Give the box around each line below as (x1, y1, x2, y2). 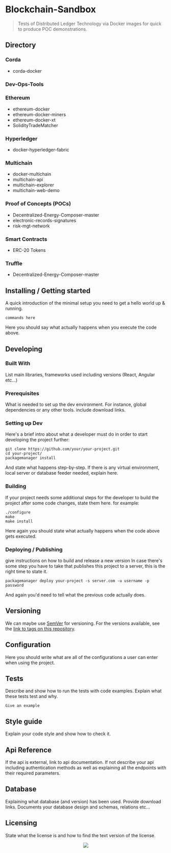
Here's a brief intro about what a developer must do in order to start (5, 431, 148, 437)
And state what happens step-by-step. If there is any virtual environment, (5, 464, 160, 471)
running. (5, 306, 23, 312)
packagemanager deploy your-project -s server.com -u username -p (5, 579, 150, 584)
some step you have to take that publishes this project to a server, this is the (5, 563, 165, 569)
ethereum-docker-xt (12, 117, 56, 123)
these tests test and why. (5, 693, 58, 699)
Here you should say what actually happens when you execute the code (5, 324, 157, 331)
